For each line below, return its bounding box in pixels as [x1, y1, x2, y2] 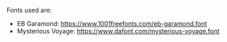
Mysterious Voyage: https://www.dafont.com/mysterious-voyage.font [16, 27, 220, 35]
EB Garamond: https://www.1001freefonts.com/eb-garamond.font [16, 20, 207, 27]
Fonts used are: [6, 6, 52, 14]
